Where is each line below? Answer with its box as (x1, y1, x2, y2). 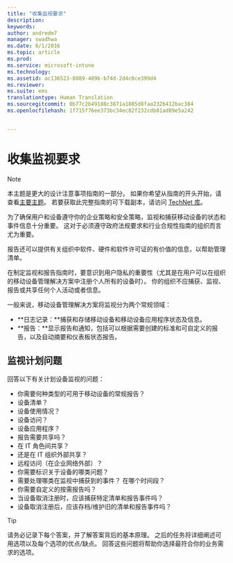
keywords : (7, 23, 36, 30)
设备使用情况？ (17, 407, 60, 415)
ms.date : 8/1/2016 (7, 42, 60, 49)
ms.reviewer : (7, 81, 45, 88)
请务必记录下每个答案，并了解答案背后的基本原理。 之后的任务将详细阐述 (7, 530, 216, 539)
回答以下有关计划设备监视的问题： (7, 375, 105, 383)
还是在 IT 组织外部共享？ (17, 450, 88, 459)
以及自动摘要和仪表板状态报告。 (29, 332, 121, 341)
